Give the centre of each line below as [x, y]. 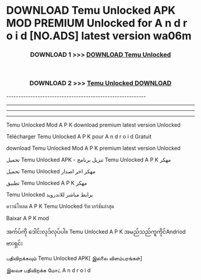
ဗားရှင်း [15, 243]
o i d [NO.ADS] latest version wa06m [99, 36]
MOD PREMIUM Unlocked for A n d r [97, 23]
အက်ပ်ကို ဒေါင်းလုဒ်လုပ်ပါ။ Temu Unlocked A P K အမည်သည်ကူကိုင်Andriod [96, 231]
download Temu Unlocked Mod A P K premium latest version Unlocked [93, 148]
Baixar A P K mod [28, 218]
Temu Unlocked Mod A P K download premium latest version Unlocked [93, 125]
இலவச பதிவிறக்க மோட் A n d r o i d [48, 270]
